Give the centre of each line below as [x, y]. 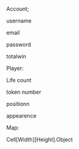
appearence [21, 116]
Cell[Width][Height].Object [39, 139]
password [19, 44]
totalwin [16, 56]
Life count [19, 80]
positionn [18, 104]
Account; [18, 9]
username [19, 21]
